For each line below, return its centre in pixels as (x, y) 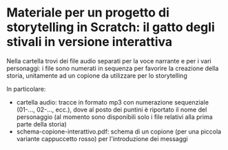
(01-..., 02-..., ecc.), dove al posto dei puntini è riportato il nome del (112, 109)
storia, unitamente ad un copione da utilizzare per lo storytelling (97, 75)
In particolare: (26, 89)
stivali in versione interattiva (90, 42)
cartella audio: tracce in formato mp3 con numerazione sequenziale (113, 102)
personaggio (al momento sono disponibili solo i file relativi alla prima (114, 117)
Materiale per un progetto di (88, 13)
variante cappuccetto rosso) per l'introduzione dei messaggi (102, 138)
